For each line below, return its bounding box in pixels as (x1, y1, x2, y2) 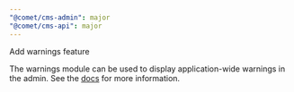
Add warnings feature (9, 46, 90, 56)
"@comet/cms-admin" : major (9, 13, 111, 22)
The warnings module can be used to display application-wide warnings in (9, 63, 286, 74)
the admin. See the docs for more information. (9, 72, 181, 83)
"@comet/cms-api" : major (9, 21, 102, 30)
